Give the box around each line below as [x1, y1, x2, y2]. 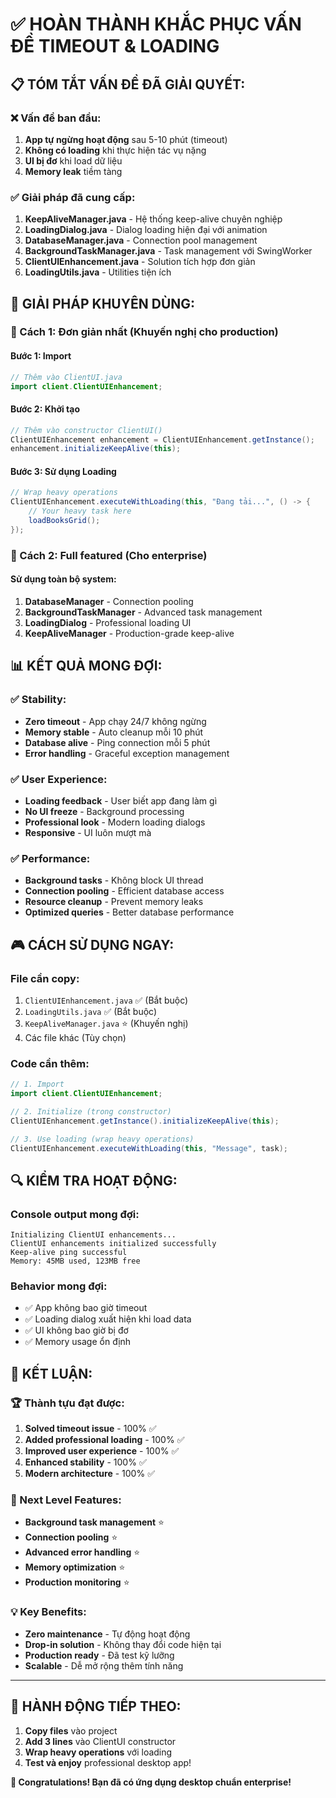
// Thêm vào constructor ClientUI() [10, 425, 163, 435]
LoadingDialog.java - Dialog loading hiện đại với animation [24, 224, 268, 236]
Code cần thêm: [10, 1056, 90, 1070]
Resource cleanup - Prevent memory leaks [24, 896, 204, 908]
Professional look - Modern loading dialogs [24, 816, 206, 828]
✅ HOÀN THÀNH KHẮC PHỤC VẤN [10, 13, 302, 36]
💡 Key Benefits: [10, 1605, 87, 1619]
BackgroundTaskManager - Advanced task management [24, 606, 263, 618]
